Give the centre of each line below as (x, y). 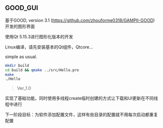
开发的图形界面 (20, 26)
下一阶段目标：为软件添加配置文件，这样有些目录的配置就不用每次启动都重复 (81, 115)
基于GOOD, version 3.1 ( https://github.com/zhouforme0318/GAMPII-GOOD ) (80, 20)
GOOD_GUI (22, 8)
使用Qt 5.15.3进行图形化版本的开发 (39, 36)
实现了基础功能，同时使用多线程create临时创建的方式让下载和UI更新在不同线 (81, 98)
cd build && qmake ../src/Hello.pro (42, 70)
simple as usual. (21, 56)
